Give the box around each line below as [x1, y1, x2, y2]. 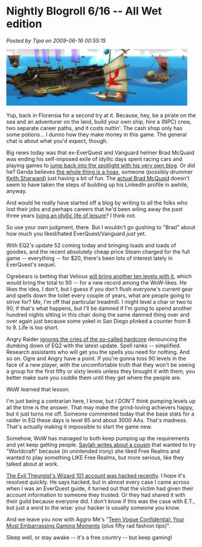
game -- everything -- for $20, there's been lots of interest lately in [6, 255, 173, 262]
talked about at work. [6, 460, 59, 467]
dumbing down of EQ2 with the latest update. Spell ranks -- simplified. [6, 342, 181, 349]
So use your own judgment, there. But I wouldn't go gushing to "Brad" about [6, 223, 196, 230]
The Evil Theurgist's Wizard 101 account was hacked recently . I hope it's [6, 472, 186, 479]
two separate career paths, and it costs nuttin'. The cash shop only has [6, 124, 183, 131]
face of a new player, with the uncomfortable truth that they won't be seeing [6, 361, 195, 368]
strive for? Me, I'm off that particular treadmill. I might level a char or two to [6, 298, 192, 305]
